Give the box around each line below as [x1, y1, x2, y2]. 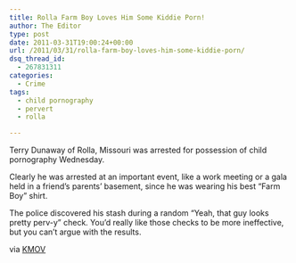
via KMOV [9, 244, 46, 255]
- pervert [17, 104, 53, 113]
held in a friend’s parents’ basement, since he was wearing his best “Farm [9, 181, 281, 192]
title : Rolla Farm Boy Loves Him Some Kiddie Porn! [9, 12, 205, 22]
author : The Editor [9, 21, 82, 30]
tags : [9, 87, 29, 96]
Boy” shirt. [9, 191, 48, 201]
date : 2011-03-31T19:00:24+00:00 [9, 37, 134, 47]
